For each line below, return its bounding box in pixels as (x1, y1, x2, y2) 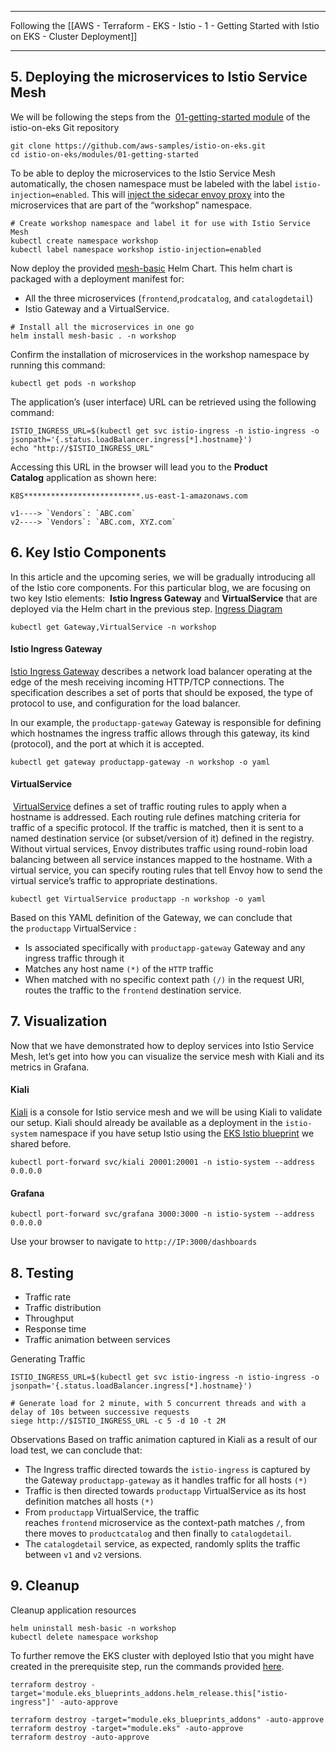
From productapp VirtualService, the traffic (24, 1506, 200, 1518)
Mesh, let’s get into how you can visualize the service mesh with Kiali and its (10, 1050, 325, 1062)
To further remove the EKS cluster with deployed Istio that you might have (10, 1649, 315, 1661)
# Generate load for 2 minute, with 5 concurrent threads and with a (10, 1399, 307, 1409)
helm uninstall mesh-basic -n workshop (10, 1623, 177, 1633)
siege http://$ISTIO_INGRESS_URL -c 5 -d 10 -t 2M (10, 1416, 226, 1426)
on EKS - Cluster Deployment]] (10, 31, 138, 42)
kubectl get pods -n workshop (10, 378, 137, 388)
